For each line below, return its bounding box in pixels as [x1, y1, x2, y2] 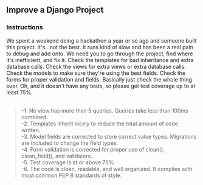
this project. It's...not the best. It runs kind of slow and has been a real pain [6, 43, 193, 51]
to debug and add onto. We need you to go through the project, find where [6, 50, 193, 57]
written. [21, 126, 41, 133]
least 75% [6, 88, 32, 96]
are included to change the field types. [21, 139, 119, 147]
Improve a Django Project [6, 5, 104, 15]
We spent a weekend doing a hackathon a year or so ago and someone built [6, 37, 197, 44]
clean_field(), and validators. [21, 152, 92, 159]
